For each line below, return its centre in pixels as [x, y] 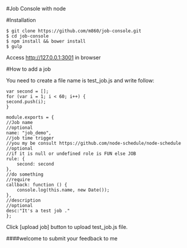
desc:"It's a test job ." [38, 211]
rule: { [16, 159]
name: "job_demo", [29, 133]
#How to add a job [29, 69]
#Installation [21, 20]
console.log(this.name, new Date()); [63, 190]
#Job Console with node [36, 9]
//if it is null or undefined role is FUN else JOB [71, 154]
